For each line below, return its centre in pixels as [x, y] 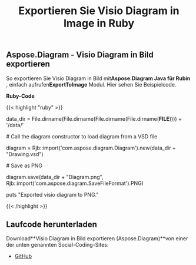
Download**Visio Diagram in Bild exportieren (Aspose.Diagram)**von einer [97, 238]
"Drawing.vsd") [25, 154]
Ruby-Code [21, 96]
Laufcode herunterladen [52, 224]
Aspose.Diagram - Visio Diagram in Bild [80, 55]
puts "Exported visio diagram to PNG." [52, 194]
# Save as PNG [24, 165]
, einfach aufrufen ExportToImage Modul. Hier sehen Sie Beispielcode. [91, 84]
